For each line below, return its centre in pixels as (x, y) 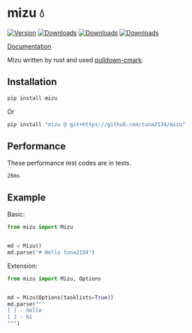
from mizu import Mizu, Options (54, 278)
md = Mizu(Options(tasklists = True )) (60, 297)
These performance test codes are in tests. (69, 163)
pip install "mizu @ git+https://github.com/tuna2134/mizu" (97, 124)
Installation (32, 82)
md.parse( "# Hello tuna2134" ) (51, 252)
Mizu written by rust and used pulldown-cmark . (76, 60)
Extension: (22, 266)
